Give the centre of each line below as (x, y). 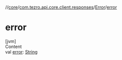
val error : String (21, 51)
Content (14, 46)
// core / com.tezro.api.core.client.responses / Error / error (61, 7)
